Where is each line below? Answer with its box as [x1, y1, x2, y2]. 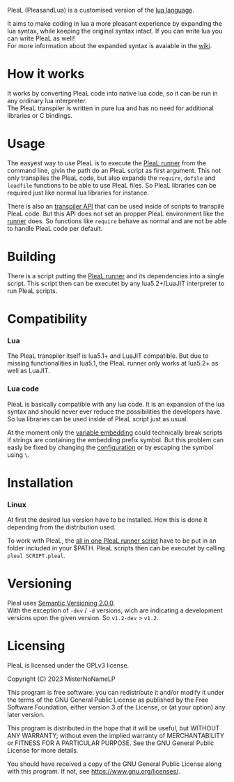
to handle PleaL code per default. [7, 224, 103, 232]
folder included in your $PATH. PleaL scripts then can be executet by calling [7, 544, 225, 552]
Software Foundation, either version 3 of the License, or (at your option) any [7, 702, 226, 711]
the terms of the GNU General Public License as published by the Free [7, 695, 209, 704]
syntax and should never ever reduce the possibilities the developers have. [7, 407, 222, 416]
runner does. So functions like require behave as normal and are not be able [7, 216, 227, 225]
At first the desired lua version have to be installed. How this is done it [7, 516, 208, 524]
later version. [7, 710, 45, 719]
